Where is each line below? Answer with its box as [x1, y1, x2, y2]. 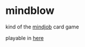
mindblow [5, 4, 55, 17]
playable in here [5, 34, 44, 41]
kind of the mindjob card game [5, 23, 79, 30]
